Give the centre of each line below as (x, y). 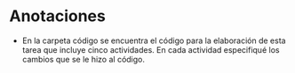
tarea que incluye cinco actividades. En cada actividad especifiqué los (151, 49)
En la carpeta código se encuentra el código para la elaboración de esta (154, 40)
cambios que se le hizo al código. (83, 59)
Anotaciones (58, 16)
